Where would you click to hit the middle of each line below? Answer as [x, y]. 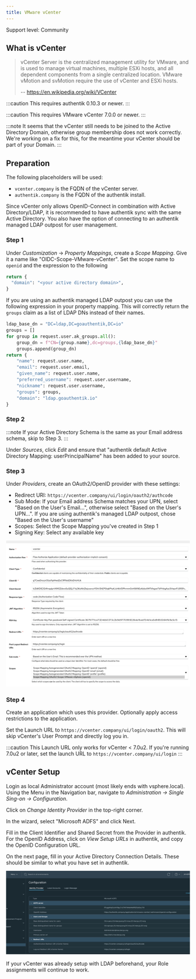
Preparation [28, 163]
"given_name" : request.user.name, [58, 374]
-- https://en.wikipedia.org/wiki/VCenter [68, 92]
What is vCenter [36, 48]
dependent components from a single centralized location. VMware [101, 75]
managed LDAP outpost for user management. [62, 225]
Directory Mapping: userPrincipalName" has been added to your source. [93, 456]
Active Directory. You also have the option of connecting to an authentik [92, 219]
